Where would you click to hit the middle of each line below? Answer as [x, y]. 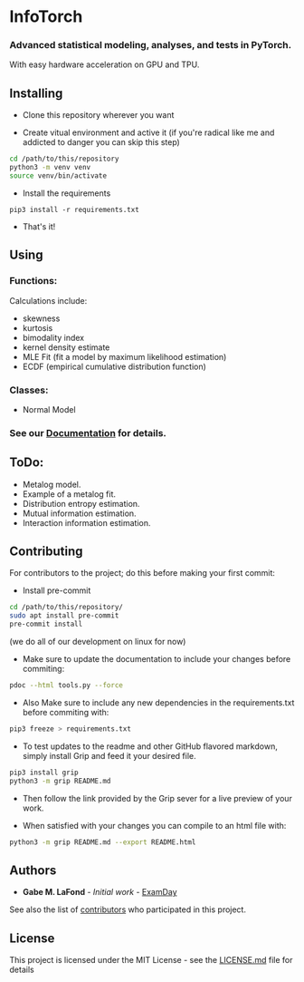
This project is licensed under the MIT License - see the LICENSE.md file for [151, 960]
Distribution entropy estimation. [81, 503]
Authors [33, 870]
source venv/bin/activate [58, 176]
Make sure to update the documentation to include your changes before [157, 659]
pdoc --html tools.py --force [66, 685]
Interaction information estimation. [86, 522]
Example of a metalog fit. [69, 494]
